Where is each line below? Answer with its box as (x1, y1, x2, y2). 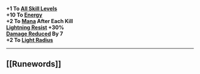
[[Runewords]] (6, 59, 61, 69)
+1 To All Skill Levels (6, 5, 58, 12)
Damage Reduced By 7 (6, 30, 64, 37)
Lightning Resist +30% (6, 24, 64, 31)
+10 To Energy (6, 11, 43, 18)
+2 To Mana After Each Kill (6, 18, 73, 24)
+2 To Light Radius (6, 37, 54, 43)
